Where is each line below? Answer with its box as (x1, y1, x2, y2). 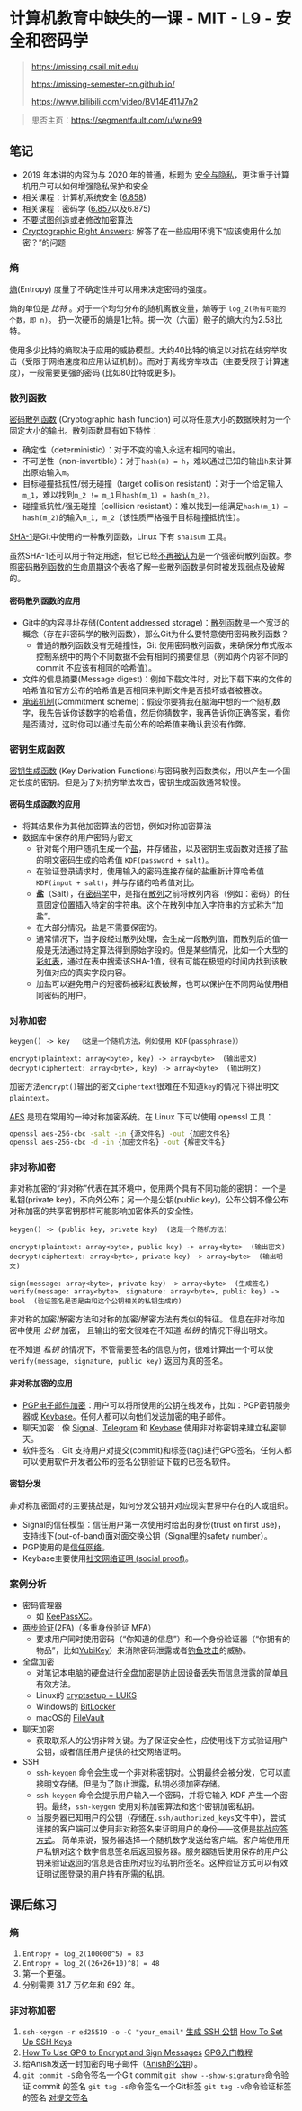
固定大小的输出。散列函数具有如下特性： (9, 425, 159, 436)
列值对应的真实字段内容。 (35, 967, 131, 978)
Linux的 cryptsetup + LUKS (35, 1690, 138, 1701)
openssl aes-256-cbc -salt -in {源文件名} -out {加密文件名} (9, 1129, 231, 1138)
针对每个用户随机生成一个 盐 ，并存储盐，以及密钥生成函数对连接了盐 (35, 844, 289, 854)
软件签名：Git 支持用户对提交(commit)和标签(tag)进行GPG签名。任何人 (22, 1444, 285, 1456)
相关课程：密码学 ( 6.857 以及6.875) (22, 203, 151, 214)
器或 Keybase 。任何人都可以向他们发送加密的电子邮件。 (22, 1411, 231, 1421)
